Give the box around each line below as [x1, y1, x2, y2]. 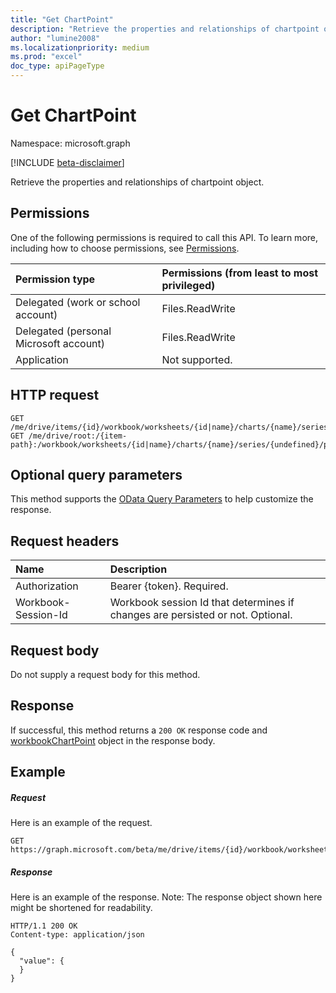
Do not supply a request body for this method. [10, 669, 201, 680]
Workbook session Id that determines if [109, 596, 295, 610]
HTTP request [10, 387, 100, 404]
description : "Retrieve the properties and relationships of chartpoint [10, 24, 320, 34]
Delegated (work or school [15, 295, 141, 309]
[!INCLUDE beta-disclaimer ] [10, 156, 125, 168]
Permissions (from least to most [161, 266, 319, 280]
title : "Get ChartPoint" [10, 14, 114, 25]
